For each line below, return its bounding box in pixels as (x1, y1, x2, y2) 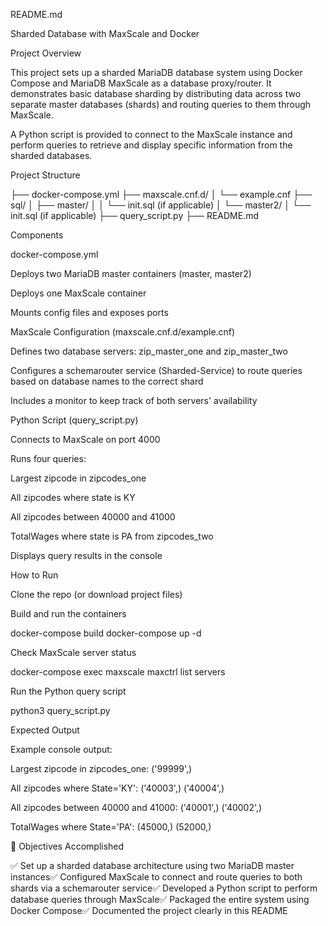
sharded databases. (10, 150, 93, 161)
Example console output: (10, 744, 113, 755)
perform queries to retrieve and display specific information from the (10, 139, 293, 151)
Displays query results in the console (10, 550, 163, 561)
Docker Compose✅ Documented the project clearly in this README (10, 905, 288, 916)
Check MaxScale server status (10, 647, 137, 658)
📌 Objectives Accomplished (10, 840, 125, 852)
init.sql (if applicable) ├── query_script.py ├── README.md (10, 210, 259, 221)
